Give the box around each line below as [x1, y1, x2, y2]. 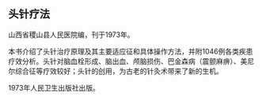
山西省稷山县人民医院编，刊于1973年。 [8, 30, 135, 39]
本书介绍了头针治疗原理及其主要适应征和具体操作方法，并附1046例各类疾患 [8, 46, 253, 56]
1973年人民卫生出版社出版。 [8, 83, 101, 92]
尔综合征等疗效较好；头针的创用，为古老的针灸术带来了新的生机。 [8, 66, 223, 76]
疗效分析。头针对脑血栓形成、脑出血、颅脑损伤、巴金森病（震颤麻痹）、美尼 [8, 56, 255, 65]
